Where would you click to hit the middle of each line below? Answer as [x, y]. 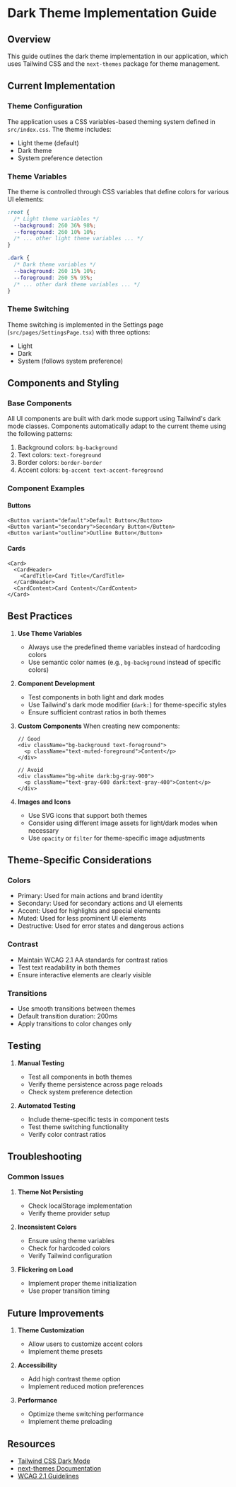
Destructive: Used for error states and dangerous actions [101, 926]
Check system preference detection [80, 1092]
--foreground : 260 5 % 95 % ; [53, 278]
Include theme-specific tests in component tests [99, 1119]
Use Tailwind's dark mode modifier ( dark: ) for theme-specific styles [128, 705]
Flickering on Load [45, 1269]
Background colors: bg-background [67, 447]
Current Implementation [61, 86]
